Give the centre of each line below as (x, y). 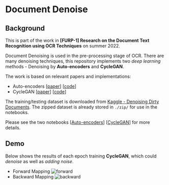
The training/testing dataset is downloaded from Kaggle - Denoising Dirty (82, 101)
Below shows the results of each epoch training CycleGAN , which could (81, 156)
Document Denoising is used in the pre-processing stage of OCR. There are (85, 56)
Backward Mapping (33, 176)
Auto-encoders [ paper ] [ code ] (44, 86)
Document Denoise (47, 9)
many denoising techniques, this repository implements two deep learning (83, 61)
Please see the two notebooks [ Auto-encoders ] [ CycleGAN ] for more (78, 122)
